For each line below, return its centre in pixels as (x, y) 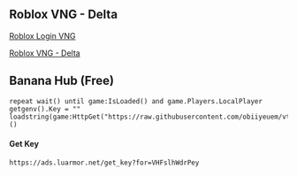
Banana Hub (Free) (62, 81)
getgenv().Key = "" (45, 109)
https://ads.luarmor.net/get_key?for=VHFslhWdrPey (104, 163)
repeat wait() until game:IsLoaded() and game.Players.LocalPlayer (136, 101)
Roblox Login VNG (42, 35)
